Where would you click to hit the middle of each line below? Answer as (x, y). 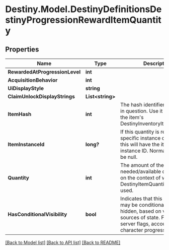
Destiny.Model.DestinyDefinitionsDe (83, 9)
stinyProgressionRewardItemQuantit (83, 20)
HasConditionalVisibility (37, 214)
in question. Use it (141, 111)
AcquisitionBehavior (33, 80)
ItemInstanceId (26, 144)
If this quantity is (140, 132)
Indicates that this (141, 199)
